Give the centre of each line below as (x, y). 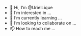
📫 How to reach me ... (32, 28)
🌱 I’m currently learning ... (36, 18)
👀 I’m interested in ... (30, 13)
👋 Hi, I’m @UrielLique (31, 8)
